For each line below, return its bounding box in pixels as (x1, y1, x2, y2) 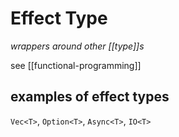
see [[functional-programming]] (10, 59, 142, 71)
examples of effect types (10, 88, 170, 106)
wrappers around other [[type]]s (10, 40, 145, 52)
